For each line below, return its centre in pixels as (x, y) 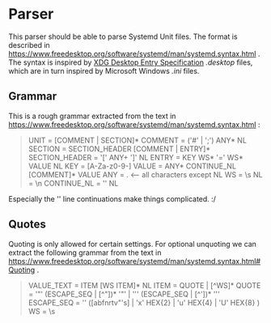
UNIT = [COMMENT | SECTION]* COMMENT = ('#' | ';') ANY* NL (137, 140)
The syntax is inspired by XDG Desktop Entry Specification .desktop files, (131, 62)
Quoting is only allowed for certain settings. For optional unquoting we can (133, 244)
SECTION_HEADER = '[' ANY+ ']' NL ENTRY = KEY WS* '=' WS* (136, 157)
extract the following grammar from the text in (85, 253)
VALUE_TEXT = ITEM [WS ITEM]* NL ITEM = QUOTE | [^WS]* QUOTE (144, 285)
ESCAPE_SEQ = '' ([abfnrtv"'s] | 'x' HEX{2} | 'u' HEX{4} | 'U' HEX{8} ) (144, 302)
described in (29, 45)
